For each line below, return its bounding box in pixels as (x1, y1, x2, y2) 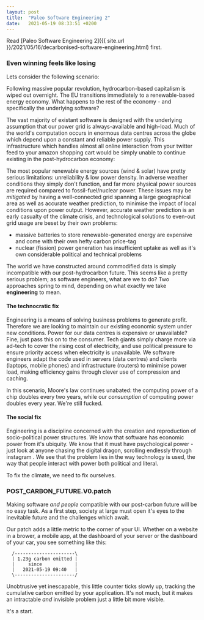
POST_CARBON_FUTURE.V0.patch (6, 487, 112, 495)
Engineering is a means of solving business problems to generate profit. (6, 316, 188, 323)
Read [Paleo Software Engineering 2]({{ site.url (6, 37, 125, 45)
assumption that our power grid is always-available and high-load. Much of (6, 123, 195, 130)
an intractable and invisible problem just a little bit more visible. (6, 595, 165, 603)
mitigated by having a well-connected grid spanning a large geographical (6, 193, 191, 200)
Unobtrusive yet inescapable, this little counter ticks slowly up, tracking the (6, 583, 195, 590)
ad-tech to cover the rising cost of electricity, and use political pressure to (6, 342, 193, 349)
